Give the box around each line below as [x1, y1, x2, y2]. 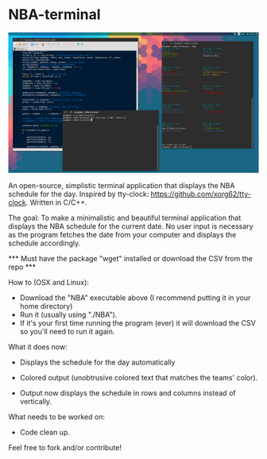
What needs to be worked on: [8, 412, 106, 422]
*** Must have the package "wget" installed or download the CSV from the [8, 254, 253, 264]
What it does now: [8, 342, 68, 352]
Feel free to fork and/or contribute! [8, 443, 122, 453]
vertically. [19, 397, 52, 407]
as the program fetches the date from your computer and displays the [8, 230, 237, 240]
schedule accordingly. [8, 238, 81, 248]
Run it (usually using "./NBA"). [19, 310, 118, 319]
